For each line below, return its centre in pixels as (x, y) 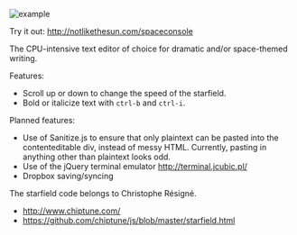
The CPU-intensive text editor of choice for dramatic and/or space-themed (149, 49)
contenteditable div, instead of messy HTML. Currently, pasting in (144, 147)
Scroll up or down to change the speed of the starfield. (124, 93)
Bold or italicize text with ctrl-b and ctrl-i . (104, 103)
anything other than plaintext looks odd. (97, 157)
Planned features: (42, 120)
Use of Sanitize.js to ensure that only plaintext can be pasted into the (150, 138)
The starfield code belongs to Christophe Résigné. (103, 193)
